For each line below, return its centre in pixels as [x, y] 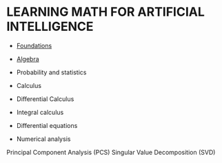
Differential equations [47, 125]
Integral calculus [40, 112]
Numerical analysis [43, 139]
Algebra [28, 58]
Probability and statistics [51, 72]
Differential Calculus [45, 99]
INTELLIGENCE [50, 26]
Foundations [34, 45]
